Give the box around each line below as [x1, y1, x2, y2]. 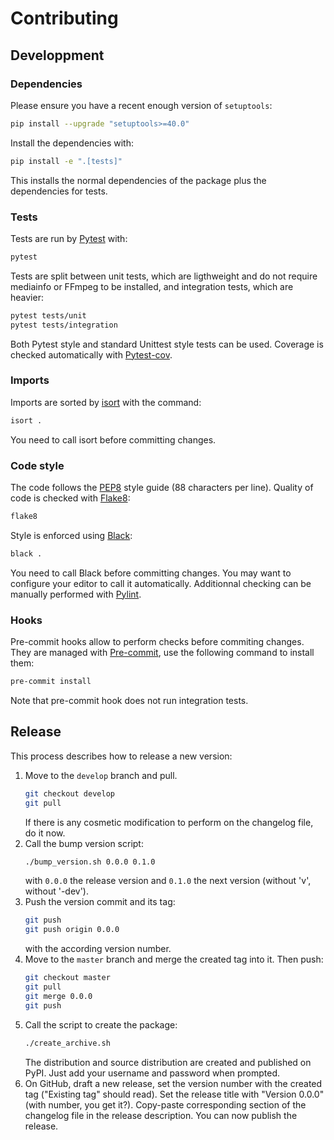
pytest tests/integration [10, 320, 118, 330]
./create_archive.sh [24, 1038, 111, 1048]
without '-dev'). [24, 885, 89, 897]
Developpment [10, 47, 105, 64]
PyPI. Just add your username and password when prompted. [24, 1067, 281, 1079]
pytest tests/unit [10, 310, 87, 321]
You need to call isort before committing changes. [10, 433, 217, 446]
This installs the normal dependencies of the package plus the [10, 174, 267, 186]
